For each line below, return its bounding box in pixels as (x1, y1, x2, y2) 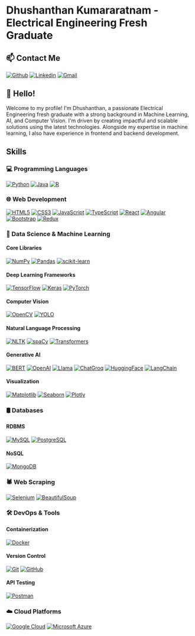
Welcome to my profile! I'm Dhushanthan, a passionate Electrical (6, 104, 164, 111)
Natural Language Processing (6, 324, 81, 331)
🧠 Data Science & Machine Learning (6, 230, 110, 238)
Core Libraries (6, 244, 42, 251)
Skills (6, 147, 27, 157)
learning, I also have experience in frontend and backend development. (6, 130, 180, 137)
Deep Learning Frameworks (6, 271, 76, 278)
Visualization (6, 378, 40, 385)
